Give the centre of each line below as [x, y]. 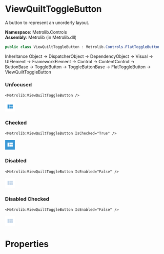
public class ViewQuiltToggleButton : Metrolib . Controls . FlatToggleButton [83, 47]
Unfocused [19, 84]
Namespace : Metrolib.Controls [36, 32]
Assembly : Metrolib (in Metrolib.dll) [41, 37]
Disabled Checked [27, 199]
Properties [27, 244]
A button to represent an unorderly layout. [47, 23]
